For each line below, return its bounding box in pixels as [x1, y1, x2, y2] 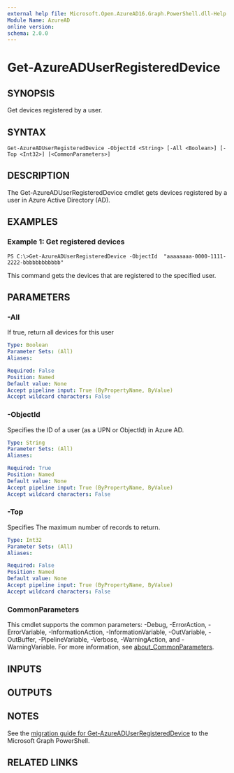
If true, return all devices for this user [7, 328, 114, 337]
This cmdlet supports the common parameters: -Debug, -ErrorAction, [7, 621, 207, 629]
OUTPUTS [7, 686, 52, 698]
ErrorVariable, [7, 628, 47, 636]
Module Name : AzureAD [7, 17, 71, 24]
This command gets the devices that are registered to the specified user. [7, 271, 217, 279]
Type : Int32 [7, 536, 42, 543]
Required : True [7, 465, 52, 472]
